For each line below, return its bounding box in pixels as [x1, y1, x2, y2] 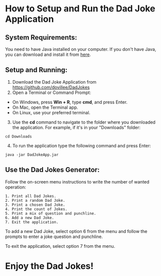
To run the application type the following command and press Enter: [12, 142, 151, 148]
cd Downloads [5, 134, 32, 139]
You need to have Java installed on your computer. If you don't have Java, [5, 46, 157, 52]
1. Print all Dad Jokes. [5, 193, 56, 198]
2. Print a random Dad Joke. [5, 198, 65, 203]
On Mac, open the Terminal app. [12, 104, 78, 110]
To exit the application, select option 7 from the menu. [5, 243, 115, 249]
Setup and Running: [5, 66, 68, 74]
